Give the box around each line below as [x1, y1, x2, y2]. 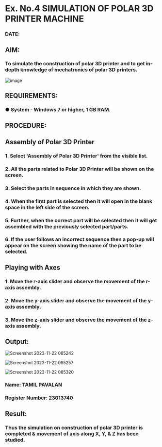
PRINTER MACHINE [5, 13, 84, 24]
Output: [5, 337, 29, 346]
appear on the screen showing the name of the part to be [5, 242, 142, 249]
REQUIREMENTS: [5, 92, 58, 100]
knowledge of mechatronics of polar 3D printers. [20, 66, 138, 73]
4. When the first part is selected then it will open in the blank [5, 198, 153, 205]
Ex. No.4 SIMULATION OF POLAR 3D [5, 3, 154, 14]
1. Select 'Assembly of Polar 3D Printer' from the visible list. [5, 152, 148, 159]
